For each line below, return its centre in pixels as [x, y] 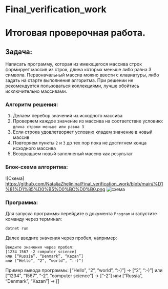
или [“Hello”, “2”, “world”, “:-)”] [44, 261]
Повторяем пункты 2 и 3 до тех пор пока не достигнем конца [80, 143]
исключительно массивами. [36, 91]
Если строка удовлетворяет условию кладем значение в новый [82, 132]
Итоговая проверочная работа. [76, 33]
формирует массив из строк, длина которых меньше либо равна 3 [78, 70]
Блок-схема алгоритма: [37, 167]
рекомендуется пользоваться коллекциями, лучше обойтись [72, 86]
